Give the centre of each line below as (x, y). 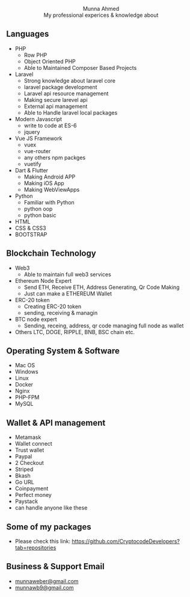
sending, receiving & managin (61, 312)
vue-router (37, 151)
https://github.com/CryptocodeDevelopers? (126, 542)
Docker (24, 385)
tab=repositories (35, 548)
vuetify (32, 164)
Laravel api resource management (66, 93)
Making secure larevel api (56, 99)
